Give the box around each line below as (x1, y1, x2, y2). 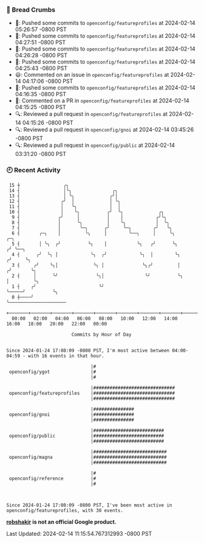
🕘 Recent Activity (6, 166, 61, 174)
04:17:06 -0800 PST (22, 77, 73, 85)
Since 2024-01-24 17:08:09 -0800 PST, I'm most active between (6, 347, 170, 353)
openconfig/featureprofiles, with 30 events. (6, 507, 123, 514)
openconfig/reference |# (8, 475, 97, 481)
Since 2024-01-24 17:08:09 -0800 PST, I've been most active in (6, 502, 172, 508)
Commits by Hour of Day (71, 332, 132, 338)
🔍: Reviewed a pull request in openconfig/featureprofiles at (15, 110, 168, 118)
